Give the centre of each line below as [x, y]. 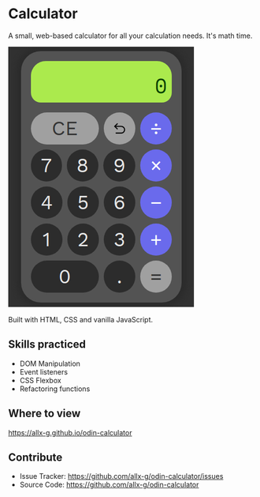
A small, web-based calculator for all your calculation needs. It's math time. [130, 36]
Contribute [35, 457]
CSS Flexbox [40, 380]
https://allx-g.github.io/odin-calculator [70, 432]
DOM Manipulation [50, 363]
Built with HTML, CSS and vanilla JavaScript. [81, 319]
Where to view [45, 414]
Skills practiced [47, 345]
